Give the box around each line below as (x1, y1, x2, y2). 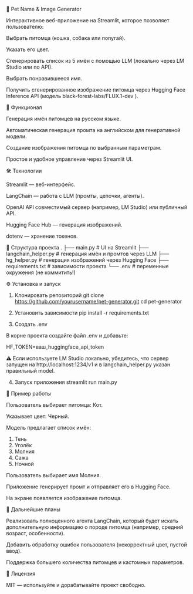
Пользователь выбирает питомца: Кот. (6, 401, 103, 408)
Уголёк (14, 442, 32, 448)
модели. (6, 133, 28, 140)
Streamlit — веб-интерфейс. (6, 181, 76, 188)
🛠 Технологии (6, 167, 42, 174)
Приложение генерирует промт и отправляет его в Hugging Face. (6, 483, 171, 490)
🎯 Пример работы (6, 390, 52, 397)
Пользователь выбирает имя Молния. (6, 472, 101, 478)
